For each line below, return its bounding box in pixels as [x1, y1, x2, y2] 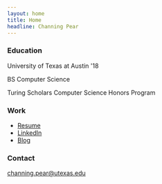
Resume [17, 121, 41, 129]
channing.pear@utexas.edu [7, 169, 86, 177]
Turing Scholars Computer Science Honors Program [7, 88, 156, 97]
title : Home [7, 17, 42, 24]
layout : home [7, 10, 45, 17]
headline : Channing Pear [7, 23, 79, 30]
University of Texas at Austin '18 [7, 62, 99, 70]
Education [7, 46, 43, 55]
